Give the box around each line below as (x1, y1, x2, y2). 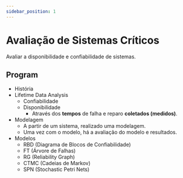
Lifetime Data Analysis (14, 92, 69, 99)
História (14, 85, 34, 92)
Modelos (14, 135, 36, 142)
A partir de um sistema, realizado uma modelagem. (23, 123, 146, 130)
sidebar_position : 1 (6, 8, 57, 15)
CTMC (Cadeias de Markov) (23, 160, 91, 167)
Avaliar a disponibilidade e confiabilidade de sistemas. (6, 53, 136, 60)
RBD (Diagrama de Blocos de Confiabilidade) (23, 141, 131, 148)
